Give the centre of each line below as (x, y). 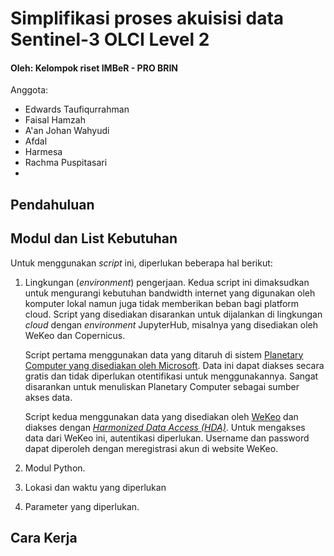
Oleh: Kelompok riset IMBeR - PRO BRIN (94, 68)
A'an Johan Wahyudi (67, 131)
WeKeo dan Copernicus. (75, 335)
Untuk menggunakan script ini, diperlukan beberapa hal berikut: (141, 263)
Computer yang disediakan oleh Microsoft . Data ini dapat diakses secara (174, 365)
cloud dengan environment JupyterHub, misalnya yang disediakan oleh (171, 324)
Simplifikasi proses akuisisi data (147, 18)
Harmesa (43, 152)
